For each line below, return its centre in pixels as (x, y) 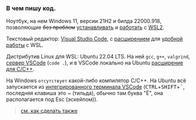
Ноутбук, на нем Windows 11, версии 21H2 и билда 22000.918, (84, 21)
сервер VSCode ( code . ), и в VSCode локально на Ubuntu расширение (95, 63)
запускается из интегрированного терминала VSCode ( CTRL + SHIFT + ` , (96, 87)
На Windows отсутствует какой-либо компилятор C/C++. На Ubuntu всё (96, 80)
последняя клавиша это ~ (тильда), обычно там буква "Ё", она (85, 93)
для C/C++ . (20, 69)
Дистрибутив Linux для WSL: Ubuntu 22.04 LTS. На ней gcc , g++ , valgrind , (98, 57)
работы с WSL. (25, 45)
